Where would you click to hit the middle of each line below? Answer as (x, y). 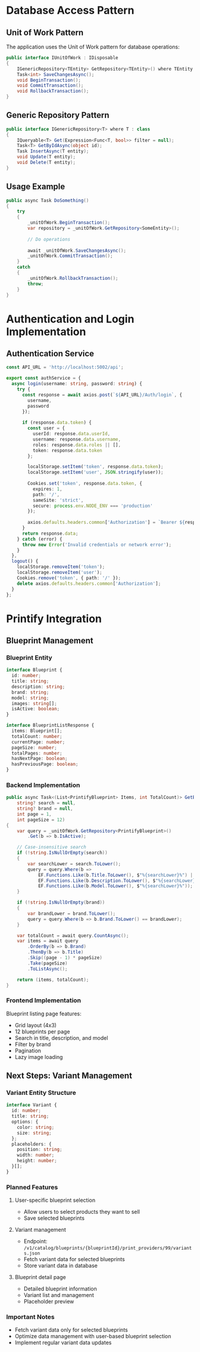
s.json (32, 1253)
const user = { (46, 428)
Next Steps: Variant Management (69, 1076)
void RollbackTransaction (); (53, 91)
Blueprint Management (50, 640)
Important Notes (30, 1317)
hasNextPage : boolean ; (40, 759)
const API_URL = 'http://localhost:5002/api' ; (65, 367)
